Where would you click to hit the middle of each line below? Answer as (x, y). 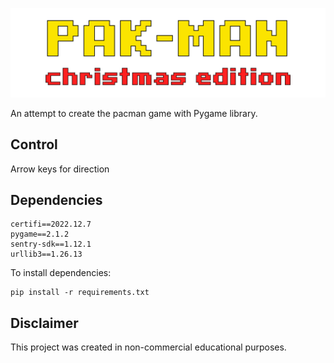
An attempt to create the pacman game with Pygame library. (134, 113)
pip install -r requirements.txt (80, 293)
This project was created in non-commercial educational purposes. (148, 347)
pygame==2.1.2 (40, 234)
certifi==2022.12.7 (51, 224)
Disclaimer (44, 323)
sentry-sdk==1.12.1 (51, 244)
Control (34, 144)
